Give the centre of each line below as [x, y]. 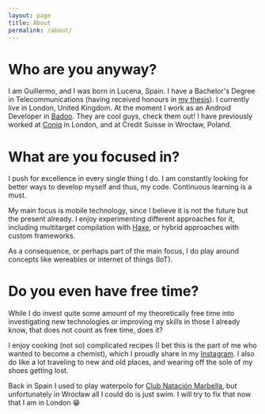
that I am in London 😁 [44, 403]
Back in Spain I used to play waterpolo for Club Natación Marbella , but [123, 386]
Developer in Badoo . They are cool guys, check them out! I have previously [131, 116]
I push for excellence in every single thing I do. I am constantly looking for [129, 179]
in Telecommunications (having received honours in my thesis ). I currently [129, 100]
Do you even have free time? [104, 291]
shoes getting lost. [38, 371]
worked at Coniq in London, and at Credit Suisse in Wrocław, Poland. [120, 125]
